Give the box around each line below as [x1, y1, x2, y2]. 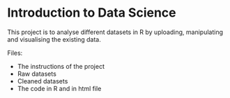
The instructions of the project [17, 62, 105, 70]
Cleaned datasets [17, 76, 68, 85]
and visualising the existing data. [7, 35, 101, 43]
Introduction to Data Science [7, 5, 176, 21]
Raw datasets [17, 70, 57, 78]
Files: [7, 49, 23, 57]
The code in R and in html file [17, 84, 102, 92]
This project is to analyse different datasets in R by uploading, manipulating [7, 28, 223, 36]
